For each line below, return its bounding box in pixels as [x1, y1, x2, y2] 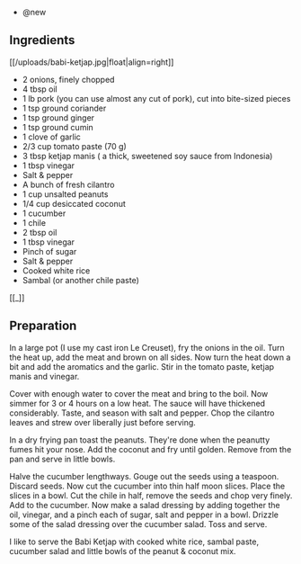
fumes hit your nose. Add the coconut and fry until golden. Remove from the [9, 443, 292, 454]
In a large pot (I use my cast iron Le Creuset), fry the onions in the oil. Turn [9, 342, 285, 353]
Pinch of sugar [22, 246, 77, 256]
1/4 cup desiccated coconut [22, 198, 126, 209]
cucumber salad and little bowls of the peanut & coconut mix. [9, 545, 236, 556]
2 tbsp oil [22, 227, 58, 237]
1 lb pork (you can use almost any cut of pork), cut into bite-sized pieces [22, 93, 291, 103]
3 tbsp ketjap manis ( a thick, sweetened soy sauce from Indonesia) [22, 150, 273, 161]
